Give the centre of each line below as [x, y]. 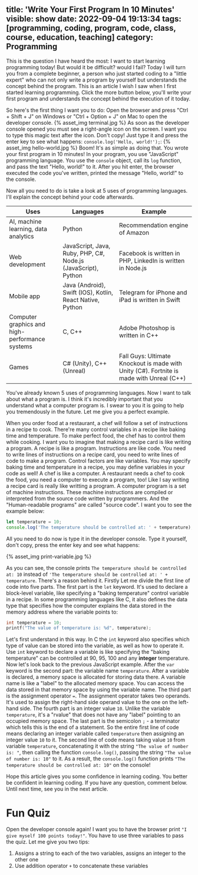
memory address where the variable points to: [62, 612]
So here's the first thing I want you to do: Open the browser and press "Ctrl [97, 110]
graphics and [27, 324]
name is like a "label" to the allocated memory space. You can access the [95, 683]
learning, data [28, 229]
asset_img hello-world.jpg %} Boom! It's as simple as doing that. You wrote [97, 148]
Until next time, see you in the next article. [57, 789]
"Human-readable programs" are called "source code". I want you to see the [99, 504]
